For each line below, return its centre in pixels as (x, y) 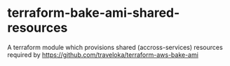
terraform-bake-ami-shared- (94, 13)
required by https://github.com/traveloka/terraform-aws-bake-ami (103, 55)
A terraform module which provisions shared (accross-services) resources (115, 47)
